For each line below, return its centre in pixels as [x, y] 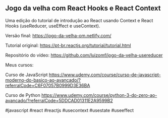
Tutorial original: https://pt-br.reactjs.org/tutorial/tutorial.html [68, 45]
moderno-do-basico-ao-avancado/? [43, 80]
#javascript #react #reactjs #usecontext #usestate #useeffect [70, 110]
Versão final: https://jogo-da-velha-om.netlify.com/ [59, 35]
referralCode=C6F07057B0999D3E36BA [48, 85]
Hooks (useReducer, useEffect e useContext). [53, 26]
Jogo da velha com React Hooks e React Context [83, 8]
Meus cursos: [19, 65]
